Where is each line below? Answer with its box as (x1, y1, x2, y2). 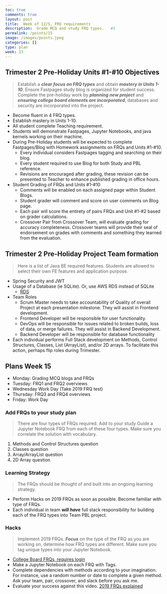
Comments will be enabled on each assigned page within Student (20, 187, 155, 193)
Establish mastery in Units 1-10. (12, 117, 77, 124)
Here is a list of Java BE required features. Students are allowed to (17, 263, 154, 269)
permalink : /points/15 (5, 31, 53, 36)
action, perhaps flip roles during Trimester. (12, 347, 101, 353)
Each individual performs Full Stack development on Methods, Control (12, 337, 157, 343)
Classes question (12, 446, 49, 452)
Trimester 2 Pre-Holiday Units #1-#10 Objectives (5, 68, 159, 76)
